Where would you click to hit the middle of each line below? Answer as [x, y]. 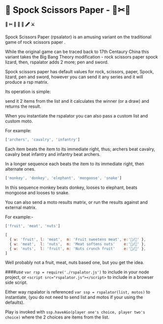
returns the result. [23, 106]
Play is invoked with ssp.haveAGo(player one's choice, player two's [75, 312]
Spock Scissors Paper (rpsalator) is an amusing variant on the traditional [78, 37]
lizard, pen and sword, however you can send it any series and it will [74, 77]
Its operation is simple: [28, 92]
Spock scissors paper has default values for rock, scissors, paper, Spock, [80, 72]
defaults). [15, 302]
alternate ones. [20, 169]
